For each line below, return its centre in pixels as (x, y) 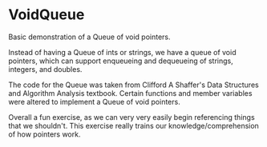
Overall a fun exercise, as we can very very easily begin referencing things (131, 117)
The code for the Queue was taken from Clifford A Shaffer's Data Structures (133, 85)
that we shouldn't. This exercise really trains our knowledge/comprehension (133, 125)
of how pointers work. (44, 134)
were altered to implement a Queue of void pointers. (94, 101)
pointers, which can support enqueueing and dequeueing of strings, (121, 61)
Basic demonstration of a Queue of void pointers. (89, 37)
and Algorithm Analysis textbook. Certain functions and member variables (130, 93)
